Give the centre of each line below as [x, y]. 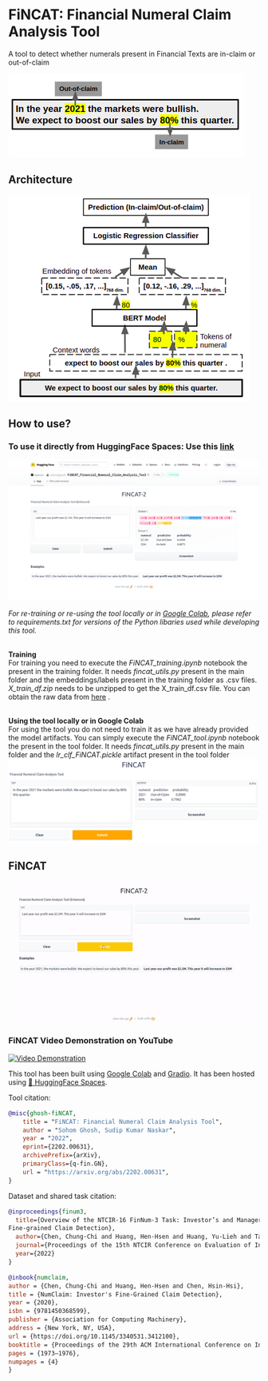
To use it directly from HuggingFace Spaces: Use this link [121, 446]
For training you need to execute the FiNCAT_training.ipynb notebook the [128, 663]
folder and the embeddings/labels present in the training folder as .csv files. [133, 680]
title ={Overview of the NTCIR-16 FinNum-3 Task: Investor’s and [124, 1220]
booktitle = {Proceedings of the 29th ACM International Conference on [130, 1345]
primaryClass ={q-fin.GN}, [66, 1164]
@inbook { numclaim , [39, 1277]
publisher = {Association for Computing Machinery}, [98, 1319]
